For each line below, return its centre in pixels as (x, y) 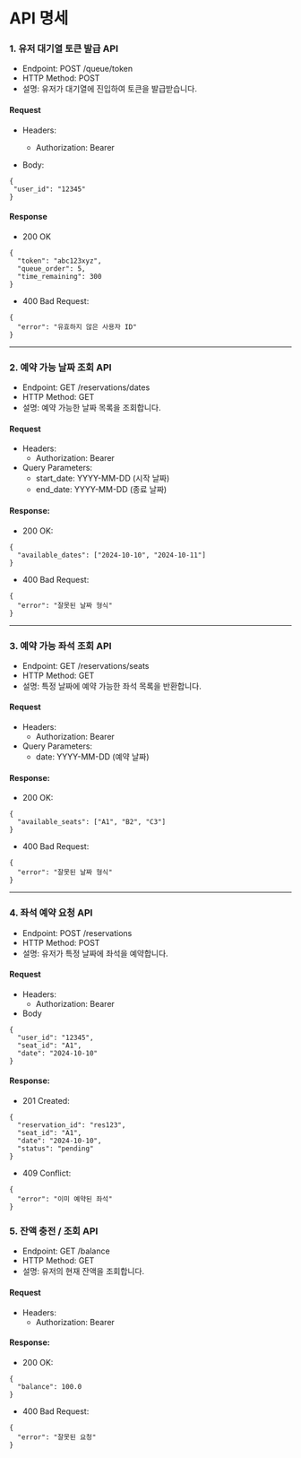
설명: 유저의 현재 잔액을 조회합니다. (83, 1271)
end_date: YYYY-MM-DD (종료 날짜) (101, 490)
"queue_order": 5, (52, 269)
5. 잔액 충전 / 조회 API (54, 1231)
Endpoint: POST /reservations (77, 933)
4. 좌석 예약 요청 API (51, 913)
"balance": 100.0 (50, 1386)
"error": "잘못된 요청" (57, 1437)
